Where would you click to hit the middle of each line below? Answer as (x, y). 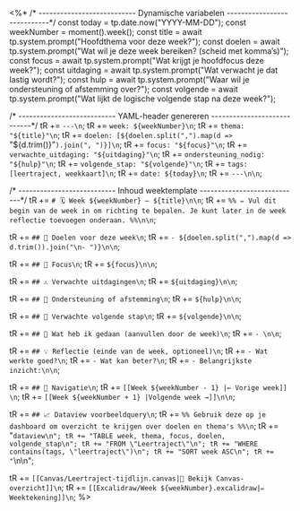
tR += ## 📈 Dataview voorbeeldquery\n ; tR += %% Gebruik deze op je (138, 414)
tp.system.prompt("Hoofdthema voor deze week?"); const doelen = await (145, 41)
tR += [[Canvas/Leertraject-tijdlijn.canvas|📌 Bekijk (111, 478)
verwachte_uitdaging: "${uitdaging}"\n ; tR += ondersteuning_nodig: (137, 154)
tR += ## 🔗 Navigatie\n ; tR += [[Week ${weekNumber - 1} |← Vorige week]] (149, 387)
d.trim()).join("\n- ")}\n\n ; (65, 247)
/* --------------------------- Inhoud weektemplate (103, 191)
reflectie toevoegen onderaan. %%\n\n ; (83, 220)
